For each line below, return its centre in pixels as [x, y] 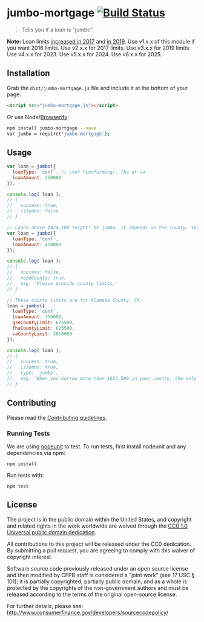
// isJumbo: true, [33, 367]
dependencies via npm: [36, 453]
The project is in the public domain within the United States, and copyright [99, 519]
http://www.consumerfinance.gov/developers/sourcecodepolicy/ [88, 612]
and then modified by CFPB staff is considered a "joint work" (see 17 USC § [101, 575]
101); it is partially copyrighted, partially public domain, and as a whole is [97, 581]
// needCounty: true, [37, 278]
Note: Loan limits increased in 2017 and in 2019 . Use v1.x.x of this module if [101, 41]
